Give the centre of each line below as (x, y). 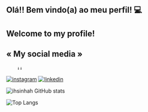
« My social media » (44, 54)
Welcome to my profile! (51, 33)
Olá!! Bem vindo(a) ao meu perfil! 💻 (74, 10)
